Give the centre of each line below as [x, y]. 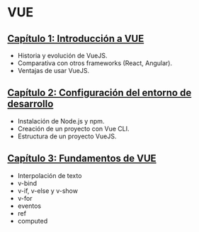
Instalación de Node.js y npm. [61, 121]
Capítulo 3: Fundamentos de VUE [82, 159]
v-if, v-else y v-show [47, 190]
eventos [29, 206]
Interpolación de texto [50, 175]
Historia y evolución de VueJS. [62, 55]
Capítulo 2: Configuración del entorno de [100, 93]
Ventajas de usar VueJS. [53, 71]
